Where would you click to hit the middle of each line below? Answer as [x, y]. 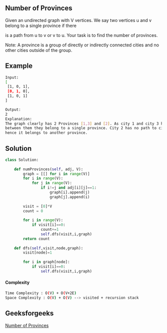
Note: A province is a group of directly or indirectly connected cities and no [82, 45]
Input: [12, 77]
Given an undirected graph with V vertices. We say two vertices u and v [78, 20]
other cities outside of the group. [39, 50]
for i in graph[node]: [46, 262]
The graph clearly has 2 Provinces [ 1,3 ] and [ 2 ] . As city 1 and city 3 [82, 124]
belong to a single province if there [41, 25]
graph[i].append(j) [70, 192]
